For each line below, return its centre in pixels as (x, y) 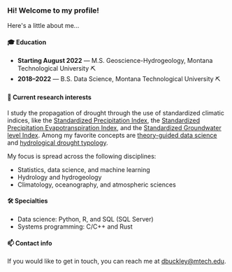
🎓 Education (27, 42)
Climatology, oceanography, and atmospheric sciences (96, 185)
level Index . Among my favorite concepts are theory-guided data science (112, 135)
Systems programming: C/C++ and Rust (75, 227)
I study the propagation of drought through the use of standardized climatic (116, 113)
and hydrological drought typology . (58, 143)
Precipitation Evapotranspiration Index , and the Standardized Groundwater (114, 127)
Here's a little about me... (43, 26)
